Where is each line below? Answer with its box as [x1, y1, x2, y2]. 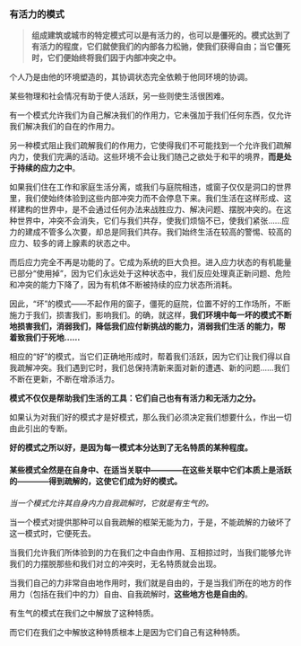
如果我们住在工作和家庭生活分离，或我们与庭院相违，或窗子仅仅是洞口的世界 [9, 181, 292, 192]
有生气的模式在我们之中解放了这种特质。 [9, 607, 159, 618]
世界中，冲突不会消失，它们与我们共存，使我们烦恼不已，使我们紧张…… [16, 216, 282, 226]
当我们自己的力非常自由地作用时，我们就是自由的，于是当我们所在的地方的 [9, 577, 284, 588]
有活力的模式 [9, 7, 65, 20]
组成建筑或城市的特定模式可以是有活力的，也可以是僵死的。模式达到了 [30, 30, 291, 41]
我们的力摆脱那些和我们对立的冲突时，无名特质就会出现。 [9, 558, 221, 569]
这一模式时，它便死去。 [9, 527, 96, 538]
